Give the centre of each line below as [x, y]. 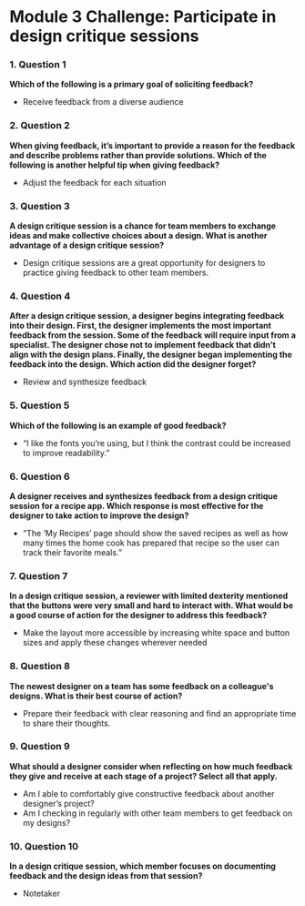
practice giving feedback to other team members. [116, 273]
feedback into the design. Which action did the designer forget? [133, 364]
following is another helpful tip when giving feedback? [115, 165]
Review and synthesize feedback [85, 382]
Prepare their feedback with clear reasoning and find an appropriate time [159, 713]
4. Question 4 [40, 296]
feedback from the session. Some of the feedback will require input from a [152, 335]
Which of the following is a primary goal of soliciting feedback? [132, 85]
